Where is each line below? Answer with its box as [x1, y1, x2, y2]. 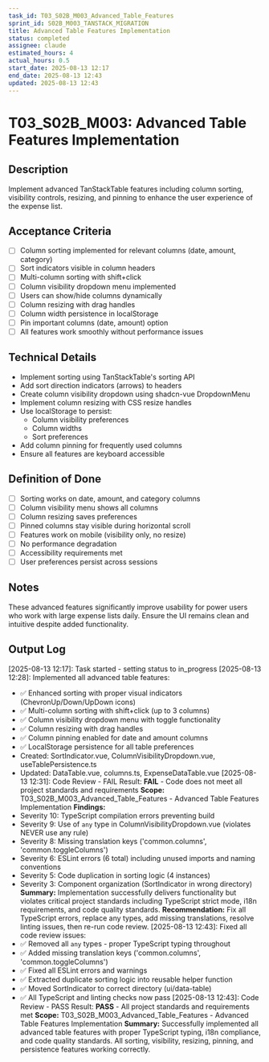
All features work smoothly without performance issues [19, 326, 204, 336]
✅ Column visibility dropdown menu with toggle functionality [19, 715, 221, 724]
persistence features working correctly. [19, 1044, 151, 1054]
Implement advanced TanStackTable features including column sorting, [8, 184, 244, 194]
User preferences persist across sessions [19, 556, 158, 567]
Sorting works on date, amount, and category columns [19, 494, 201, 503]
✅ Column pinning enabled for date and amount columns [19, 732, 209, 742]
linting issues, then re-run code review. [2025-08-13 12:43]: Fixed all [19, 921, 247, 931]
